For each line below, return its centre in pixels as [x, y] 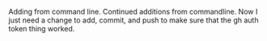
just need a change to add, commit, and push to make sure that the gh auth [133, 20]
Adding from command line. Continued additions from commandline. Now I [133, 12]
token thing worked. [42, 29]
